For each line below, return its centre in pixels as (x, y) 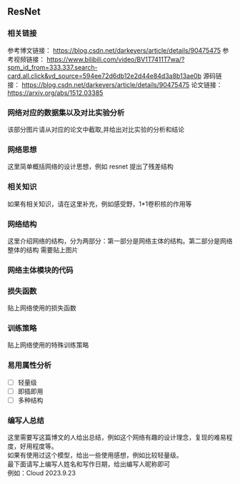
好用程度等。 (39, 446)
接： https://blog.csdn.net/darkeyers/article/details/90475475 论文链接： (115, 84)
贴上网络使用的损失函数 (42, 308)
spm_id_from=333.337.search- (52, 67)
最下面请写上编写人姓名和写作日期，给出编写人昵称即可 (89, 464)
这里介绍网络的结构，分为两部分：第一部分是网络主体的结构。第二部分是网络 (120, 241)
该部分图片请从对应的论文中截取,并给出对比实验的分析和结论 (96, 129)
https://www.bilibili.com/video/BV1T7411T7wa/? (115, 59)
